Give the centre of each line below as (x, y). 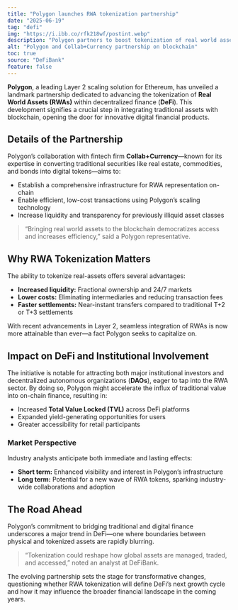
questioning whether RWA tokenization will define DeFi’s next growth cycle (116, 584)
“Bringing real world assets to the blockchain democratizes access (122, 229)
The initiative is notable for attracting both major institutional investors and (116, 373)
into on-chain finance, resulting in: (57, 396)
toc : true (22, 54)
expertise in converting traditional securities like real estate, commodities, (115, 164)
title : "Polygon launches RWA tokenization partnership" (93, 14)
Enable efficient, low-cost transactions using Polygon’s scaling (109, 200)
